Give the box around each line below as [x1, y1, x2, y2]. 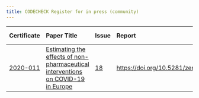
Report [116, 31, 136, 39]
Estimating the [46, 45, 86, 53]
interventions [46, 67, 83, 75]
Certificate [9, 31, 40, 39]
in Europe [46, 82, 73, 90]
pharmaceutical [46, 60, 90, 68]
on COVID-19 [46, 75, 85, 83]
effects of [46, 52, 73, 61]
